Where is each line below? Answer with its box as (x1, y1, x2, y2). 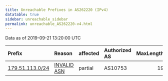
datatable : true (5, 12, 39, 17)
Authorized (104, 47, 131, 54)
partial (78, 64, 94, 71)
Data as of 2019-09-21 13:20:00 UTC (5, 35, 81, 41)
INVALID (54, 61, 74, 68)
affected (78, 50, 99, 57)
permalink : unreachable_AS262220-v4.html (5, 21, 93, 26)
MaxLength (136, 50, 164, 57)
